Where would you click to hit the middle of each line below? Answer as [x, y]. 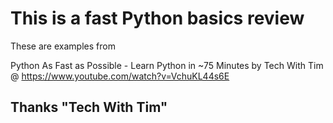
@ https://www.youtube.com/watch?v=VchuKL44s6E [120, 76]
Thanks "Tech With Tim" [89, 107]
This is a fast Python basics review [157, 18]
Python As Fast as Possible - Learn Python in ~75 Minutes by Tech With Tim [167, 65]
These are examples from [63, 46]
